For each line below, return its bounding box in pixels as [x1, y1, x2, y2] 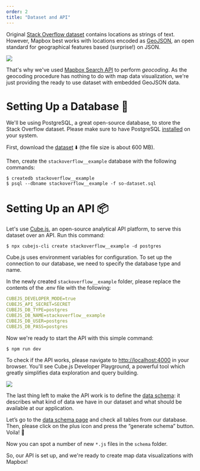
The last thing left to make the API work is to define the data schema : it [6, 392, 180, 399]
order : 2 [6, 8, 28, 15]
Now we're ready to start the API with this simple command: [6, 334, 154, 342]
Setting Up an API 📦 [6, 202, 109, 215]
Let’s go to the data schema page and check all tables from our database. [6, 416, 187, 423]
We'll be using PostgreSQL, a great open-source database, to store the [6, 119, 181, 126]
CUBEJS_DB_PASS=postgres [6, 323, 68, 330]
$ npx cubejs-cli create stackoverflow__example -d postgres [6, 243, 162, 249]
